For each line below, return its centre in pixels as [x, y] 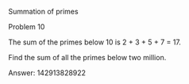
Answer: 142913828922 [47, 73]
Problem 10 [27, 27]
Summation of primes [43, 11]
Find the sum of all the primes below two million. [87, 57]
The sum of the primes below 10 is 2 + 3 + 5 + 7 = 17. [94, 42]
